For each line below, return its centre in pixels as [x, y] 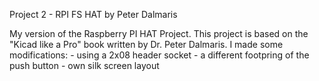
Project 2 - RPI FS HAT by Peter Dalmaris [93, 14]
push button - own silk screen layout [84, 65]
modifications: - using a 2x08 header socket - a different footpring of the [159, 55]
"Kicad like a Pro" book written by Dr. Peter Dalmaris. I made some [146, 44]
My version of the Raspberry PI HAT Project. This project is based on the [159, 33]
